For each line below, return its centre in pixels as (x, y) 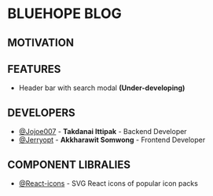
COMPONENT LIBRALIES (69, 164)
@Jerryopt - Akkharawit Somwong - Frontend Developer (112, 140)
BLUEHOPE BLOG (65, 14)
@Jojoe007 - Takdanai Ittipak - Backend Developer (103, 132)
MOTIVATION (40, 43)
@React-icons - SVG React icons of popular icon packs (108, 183)
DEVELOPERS (41, 113)
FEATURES (34, 69)
